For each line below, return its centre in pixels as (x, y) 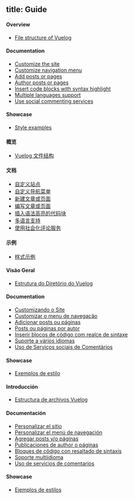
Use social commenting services (54, 101)
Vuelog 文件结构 (34, 156)
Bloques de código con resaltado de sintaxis (68, 451)
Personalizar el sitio (38, 426)
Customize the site (37, 64)
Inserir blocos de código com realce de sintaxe (71, 335)
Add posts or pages (38, 76)
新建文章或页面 (32, 199)
